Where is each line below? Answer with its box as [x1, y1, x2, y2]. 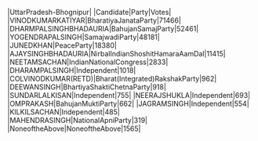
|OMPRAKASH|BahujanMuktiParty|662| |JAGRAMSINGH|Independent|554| [7, 99, 250, 108]
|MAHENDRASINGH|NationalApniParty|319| [7, 116, 148, 125]
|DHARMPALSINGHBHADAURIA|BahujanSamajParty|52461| [7, 24, 199, 33]
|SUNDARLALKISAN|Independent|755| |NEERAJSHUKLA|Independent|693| [7, 91, 251, 99]
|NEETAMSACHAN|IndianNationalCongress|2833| [7, 57, 169, 67]
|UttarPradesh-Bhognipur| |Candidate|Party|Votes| [7, 8, 172, 16]
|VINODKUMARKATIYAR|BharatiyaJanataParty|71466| [7, 16, 182, 25]
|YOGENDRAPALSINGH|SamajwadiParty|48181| [7, 32, 160, 42]
